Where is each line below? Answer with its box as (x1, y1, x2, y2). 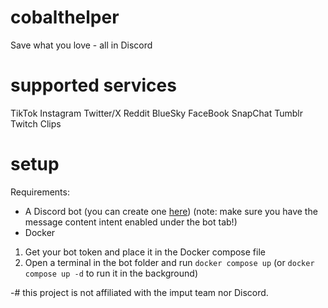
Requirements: (10, 186, 70, 198)
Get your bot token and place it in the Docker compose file (24, 246, 266, 258)
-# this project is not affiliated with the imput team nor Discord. (10, 286, 269, 298)
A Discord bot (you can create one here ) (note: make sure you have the (24, 205, 318, 217)
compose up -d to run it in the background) (24, 267, 198, 279)
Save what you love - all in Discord (10, 39, 153, 51)
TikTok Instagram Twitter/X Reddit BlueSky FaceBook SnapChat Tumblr (10, 107, 304, 119)
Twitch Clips (10, 117, 62, 130)
